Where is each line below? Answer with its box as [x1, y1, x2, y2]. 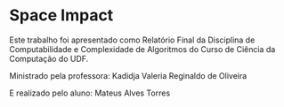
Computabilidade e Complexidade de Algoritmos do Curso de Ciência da [9, 43, 276, 54]
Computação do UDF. [9, 53, 89, 64]
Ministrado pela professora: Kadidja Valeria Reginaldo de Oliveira [9, 70, 247, 80]
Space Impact [9, 5, 114, 26]
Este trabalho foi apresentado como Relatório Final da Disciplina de [9, 34, 256, 45]
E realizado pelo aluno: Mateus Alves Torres [9, 88, 171, 98]
